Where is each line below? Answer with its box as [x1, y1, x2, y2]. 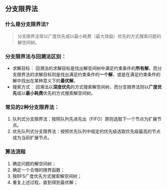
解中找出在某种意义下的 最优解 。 [12, 78, 78, 84]
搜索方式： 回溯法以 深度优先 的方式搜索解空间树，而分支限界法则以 [12, 84, 149, 90]
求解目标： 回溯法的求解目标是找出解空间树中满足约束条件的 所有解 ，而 [12, 65, 158, 71]
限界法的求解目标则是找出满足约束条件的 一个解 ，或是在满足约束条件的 [16, 71, 161, 77]
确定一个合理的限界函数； [12, 167, 65, 173]
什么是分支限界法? [5, 21, 49, 28]
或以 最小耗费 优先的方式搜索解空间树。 [16, 90, 95, 96]
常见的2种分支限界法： [5, 103, 60, 110]
